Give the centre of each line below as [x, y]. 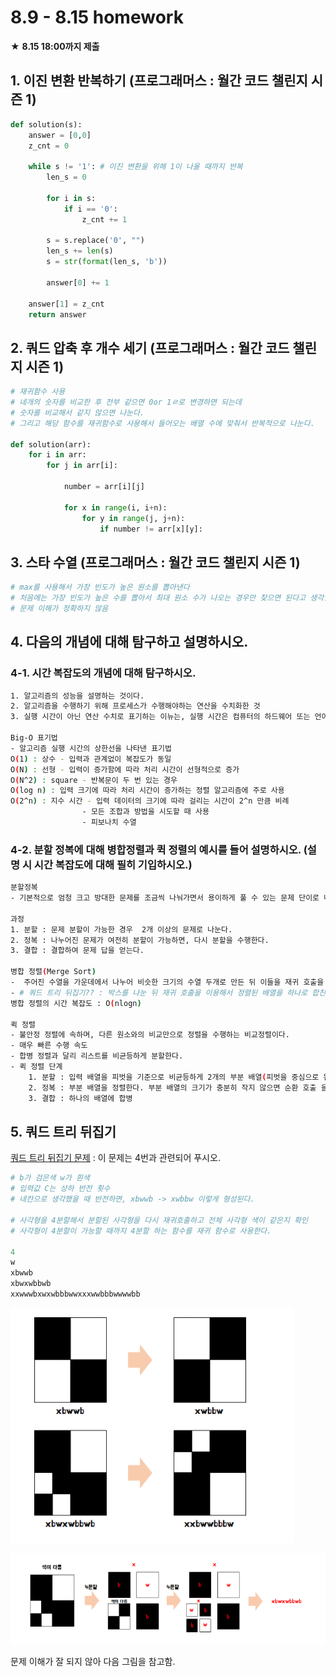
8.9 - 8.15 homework [97, 17]
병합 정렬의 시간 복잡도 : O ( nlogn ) [76, 1003]
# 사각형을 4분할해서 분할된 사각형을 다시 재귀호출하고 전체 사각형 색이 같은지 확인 [159, 1220]
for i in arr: [57, 455]
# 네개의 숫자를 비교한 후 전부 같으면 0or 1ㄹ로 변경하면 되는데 [126, 402]
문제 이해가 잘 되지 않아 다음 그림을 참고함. [93, 1661]
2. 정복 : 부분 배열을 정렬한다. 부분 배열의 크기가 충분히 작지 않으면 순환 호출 [172, 1087]
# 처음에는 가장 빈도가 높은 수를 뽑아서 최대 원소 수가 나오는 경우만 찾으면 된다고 [158, 598]
